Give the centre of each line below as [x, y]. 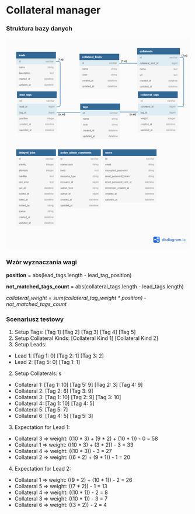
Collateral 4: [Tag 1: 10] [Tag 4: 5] [54, 404]
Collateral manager [53, 10]
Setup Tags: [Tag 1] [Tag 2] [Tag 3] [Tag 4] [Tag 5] [75, 332]
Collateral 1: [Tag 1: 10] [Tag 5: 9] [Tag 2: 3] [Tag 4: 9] [79, 385]
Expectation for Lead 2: [43, 469]
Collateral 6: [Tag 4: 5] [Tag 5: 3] [54, 416]
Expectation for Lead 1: [42, 427]
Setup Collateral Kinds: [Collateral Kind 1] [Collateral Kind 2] [86, 338]
